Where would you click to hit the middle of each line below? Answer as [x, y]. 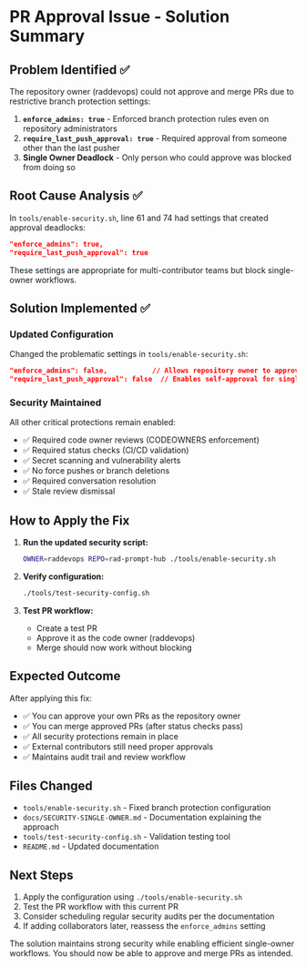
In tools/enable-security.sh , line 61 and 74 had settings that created [139, 218]
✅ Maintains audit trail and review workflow [104, 757]
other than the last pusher [71, 148]
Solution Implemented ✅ [80, 308]
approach [41, 827]
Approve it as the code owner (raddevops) [116, 637]
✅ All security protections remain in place [101, 736]
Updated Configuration [61, 334]
